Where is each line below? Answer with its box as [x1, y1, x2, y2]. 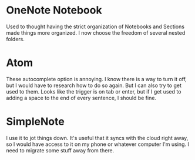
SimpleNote [6, 115, 65, 128]
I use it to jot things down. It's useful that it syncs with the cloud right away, [6, 134, 189, 141]
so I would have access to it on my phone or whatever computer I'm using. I [6, 141, 189, 148]
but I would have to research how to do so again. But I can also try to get [6, 82, 182, 89]
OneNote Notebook [6, 4, 102, 17]
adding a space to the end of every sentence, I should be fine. [6, 94, 157, 101]
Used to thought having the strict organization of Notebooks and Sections [6, 23, 185, 30]
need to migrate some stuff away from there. [6, 146, 115, 154]
